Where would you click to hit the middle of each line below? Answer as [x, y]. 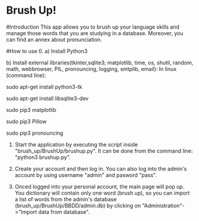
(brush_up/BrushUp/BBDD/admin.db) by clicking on [78, 206]
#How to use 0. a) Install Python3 [47, 51]
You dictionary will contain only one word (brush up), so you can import [102, 193]
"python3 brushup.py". [43, 157]
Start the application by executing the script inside [76, 144]
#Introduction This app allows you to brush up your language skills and [93, 27]
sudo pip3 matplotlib [31, 110]
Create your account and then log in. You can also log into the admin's [101, 169]
